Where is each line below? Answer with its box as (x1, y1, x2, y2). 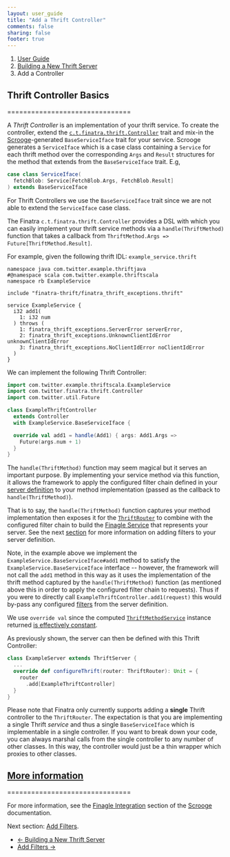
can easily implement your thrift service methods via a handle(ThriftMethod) (7, 224, 224, 232)
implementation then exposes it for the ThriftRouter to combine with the (7, 514, 213, 522)
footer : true (7, 36, 45, 43)
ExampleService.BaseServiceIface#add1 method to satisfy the (7, 556, 180, 565)
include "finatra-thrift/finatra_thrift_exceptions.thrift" (7, 290, 184, 296)
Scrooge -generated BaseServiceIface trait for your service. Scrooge (7, 135, 201, 143)
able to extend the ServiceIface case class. (7, 203, 131, 212)
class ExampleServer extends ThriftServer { (7, 655, 137, 662)
